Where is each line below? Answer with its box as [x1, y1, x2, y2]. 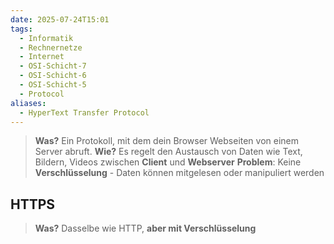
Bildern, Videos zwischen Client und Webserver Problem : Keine [34, 156, 302, 168]
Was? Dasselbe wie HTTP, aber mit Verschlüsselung [34, 222, 257, 235]
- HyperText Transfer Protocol [19, 107, 150, 118]
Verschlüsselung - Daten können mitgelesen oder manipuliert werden [34, 167, 325, 179]
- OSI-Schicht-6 [19, 71, 87, 81]
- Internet [19, 52, 65, 62]
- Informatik [19, 33, 74, 43]
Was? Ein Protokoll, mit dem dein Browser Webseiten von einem [34, 135, 300, 147]
